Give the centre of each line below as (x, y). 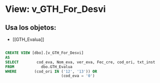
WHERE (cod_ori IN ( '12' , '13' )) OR (51, 71)
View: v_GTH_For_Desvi (55, 9)
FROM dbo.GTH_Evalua (39, 67)
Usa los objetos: (31, 28)
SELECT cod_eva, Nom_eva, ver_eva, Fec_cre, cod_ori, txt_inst (80, 62)
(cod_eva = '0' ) (78, 76)
